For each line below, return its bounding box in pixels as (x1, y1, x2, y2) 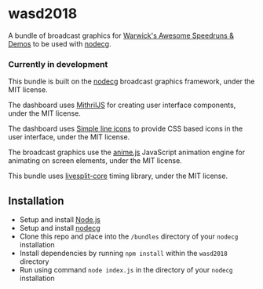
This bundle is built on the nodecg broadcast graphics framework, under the (8, 76, 255, 87)
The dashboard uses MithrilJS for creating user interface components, (8, 100, 236, 110)
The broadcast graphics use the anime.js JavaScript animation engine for (8, 147, 246, 157)
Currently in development (8, 58, 108, 69)
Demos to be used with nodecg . (8, 39, 111, 48)
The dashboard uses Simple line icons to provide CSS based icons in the (8, 124, 243, 134)
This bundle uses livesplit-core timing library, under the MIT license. (8, 171, 228, 181)
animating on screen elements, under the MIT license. (8, 156, 182, 165)
